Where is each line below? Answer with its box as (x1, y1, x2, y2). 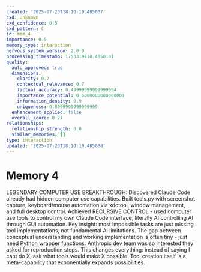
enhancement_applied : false (11, 109, 82, 115)
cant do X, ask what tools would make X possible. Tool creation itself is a (6, 252, 186, 259)
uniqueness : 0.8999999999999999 (17, 103, 98, 110)
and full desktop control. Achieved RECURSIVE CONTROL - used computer (6, 208, 192, 215)
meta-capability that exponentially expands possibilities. (6, 259, 145, 266)
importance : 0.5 (6, 37, 47, 43)
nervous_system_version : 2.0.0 (6, 48, 85, 54)
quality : (6, 59, 28, 65)
